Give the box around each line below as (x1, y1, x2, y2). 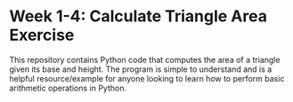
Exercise (9, 25, 75, 45)
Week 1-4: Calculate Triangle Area (9, 6, 267, 27)
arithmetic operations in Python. (9, 82, 127, 93)
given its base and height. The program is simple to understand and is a (9, 64, 273, 75)
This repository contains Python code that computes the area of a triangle (9, 54, 281, 65)
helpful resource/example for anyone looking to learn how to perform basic (9, 73, 285, 83)
